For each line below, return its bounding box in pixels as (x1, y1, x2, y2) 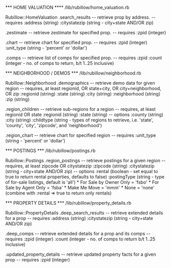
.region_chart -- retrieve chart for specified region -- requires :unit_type (5, 132, 156, 138)
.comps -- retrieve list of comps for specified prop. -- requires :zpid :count (5, 55, 162, 61)
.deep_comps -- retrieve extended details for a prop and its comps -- (5, 231, 151, 236)
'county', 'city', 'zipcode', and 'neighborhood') (5, 123, 102, 128)
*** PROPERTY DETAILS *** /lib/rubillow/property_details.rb (5, 200, 132, 206)
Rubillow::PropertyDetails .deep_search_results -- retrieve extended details (5, 210, 163, 216)
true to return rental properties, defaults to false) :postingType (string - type (5, 174, 165, 180)
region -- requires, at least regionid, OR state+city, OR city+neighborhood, (5, 85, 162, 91)
